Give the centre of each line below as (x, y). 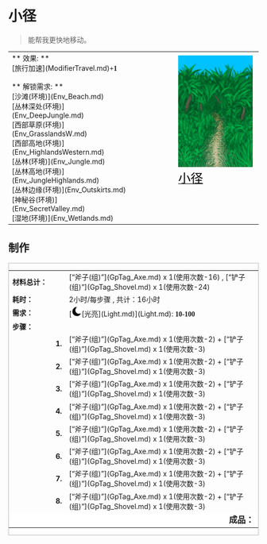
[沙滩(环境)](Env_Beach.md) (58, 96)
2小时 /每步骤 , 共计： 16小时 (114, 299)
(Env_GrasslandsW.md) (49, 133)
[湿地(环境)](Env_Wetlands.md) (62, 218)
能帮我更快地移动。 (59, 40)
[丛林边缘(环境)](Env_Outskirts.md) (69, 189)
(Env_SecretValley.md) (48, 208)
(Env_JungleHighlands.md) (55, 180)
